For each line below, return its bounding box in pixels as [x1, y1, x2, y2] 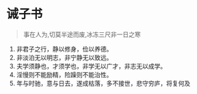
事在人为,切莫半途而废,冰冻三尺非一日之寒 [23, 30, 141, 38]
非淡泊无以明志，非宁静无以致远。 [16, 53, 113, 62]
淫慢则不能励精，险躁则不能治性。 [16, 70, 113, 79]
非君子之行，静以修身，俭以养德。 [16, 45, 113, 53]
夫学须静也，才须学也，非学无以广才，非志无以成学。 [16, 62, 167, 70]
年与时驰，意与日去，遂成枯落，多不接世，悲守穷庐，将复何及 [16, 79, 191, 87]
